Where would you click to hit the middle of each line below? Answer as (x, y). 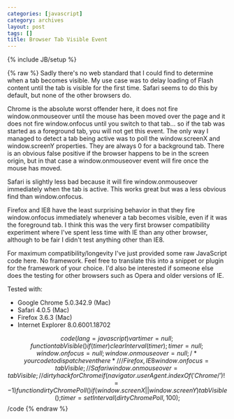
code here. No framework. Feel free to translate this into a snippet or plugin (116, 261)
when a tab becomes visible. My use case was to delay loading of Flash (110, 80)
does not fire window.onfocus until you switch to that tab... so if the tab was (116, 124)
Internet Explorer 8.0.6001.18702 (64, 325)
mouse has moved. (35, 168)
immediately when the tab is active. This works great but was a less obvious (117, 189)
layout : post (26, 27)
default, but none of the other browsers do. (69, 96)
